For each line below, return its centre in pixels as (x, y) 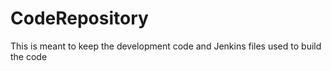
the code (29, 56)
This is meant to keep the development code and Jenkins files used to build (166, 46)
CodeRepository (79, 18)
